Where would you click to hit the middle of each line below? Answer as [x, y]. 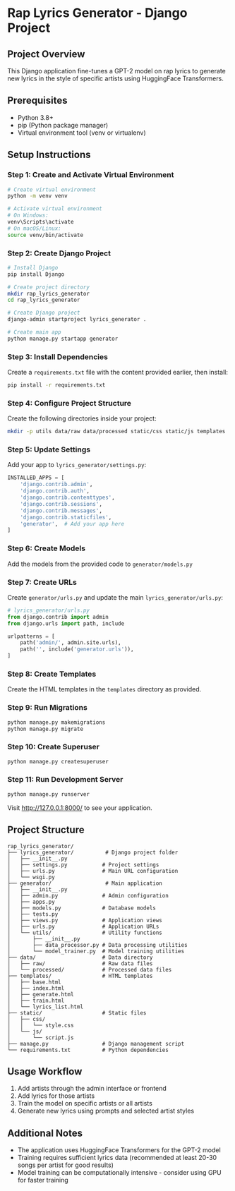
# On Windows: [28, 216]
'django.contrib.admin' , [56, 485]
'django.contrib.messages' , [61, 510]
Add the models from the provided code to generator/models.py [100, 564]
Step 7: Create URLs [42, 582]
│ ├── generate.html [41, 994]
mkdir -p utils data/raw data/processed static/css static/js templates [116, 432]
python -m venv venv [38, 196]
